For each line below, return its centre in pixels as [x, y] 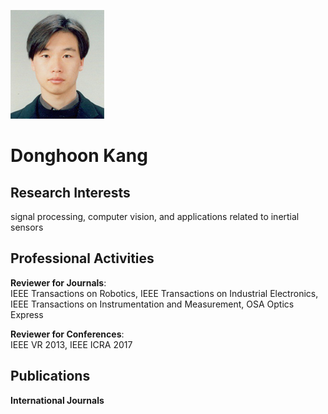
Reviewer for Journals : [58, 282]
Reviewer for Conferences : [67, 334]
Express [27, 314]
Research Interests [70, 192]
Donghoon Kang [79, 156]
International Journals [57, 400]
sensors [27, 227]
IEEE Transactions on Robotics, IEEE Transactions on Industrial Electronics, [164, 293]
